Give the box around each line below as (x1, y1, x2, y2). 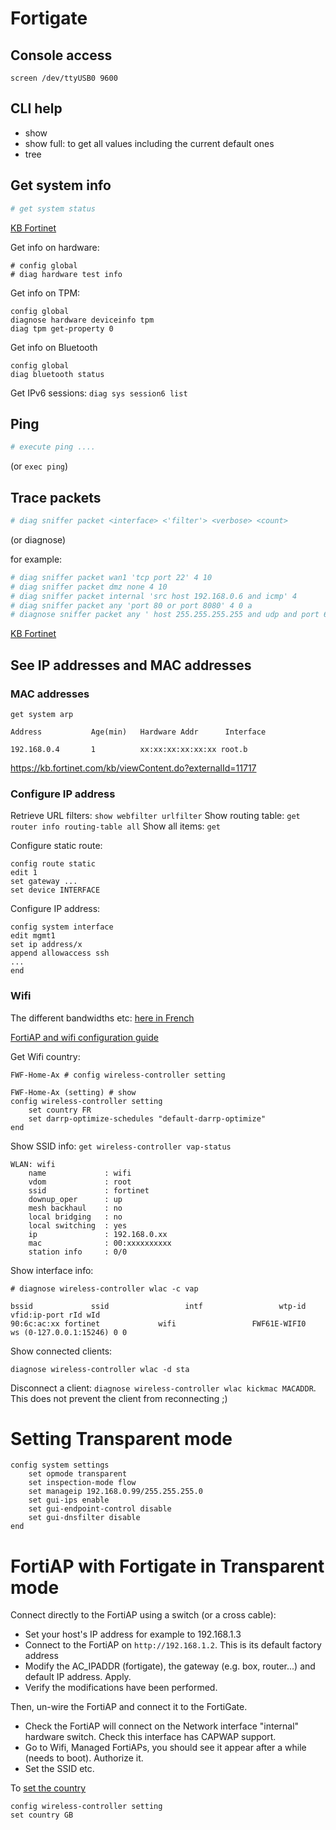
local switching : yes (28, 1220, 128, 1231)
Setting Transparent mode (10, 1427, 233, 1450)
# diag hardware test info (10, 269, 123, 279)
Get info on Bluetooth (10, 341, 98, 353)
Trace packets (10, 489, 102, 506)
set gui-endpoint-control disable (28, 1504, 172, 1514)
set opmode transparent (28, 1469, 128, 1479)
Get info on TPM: (10, 287, 81, 299)
